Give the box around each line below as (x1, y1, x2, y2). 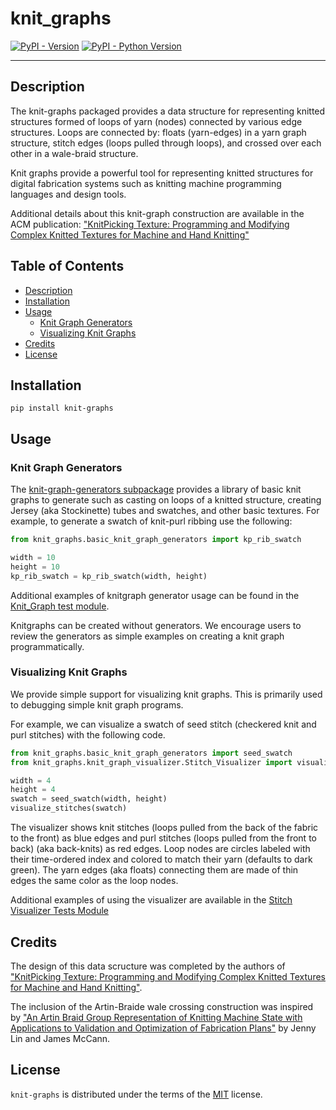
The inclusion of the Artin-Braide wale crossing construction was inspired (10, 1000, 314, 1012)
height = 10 (10, 562, 60, 572)
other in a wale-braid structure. (10, 147, 139, 159)
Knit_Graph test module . (10, 600, 110, 612)
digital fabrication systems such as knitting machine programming (10, 177, 282, 189)
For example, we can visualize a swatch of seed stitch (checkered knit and (10, 718, 317, 730)
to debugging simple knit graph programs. (10, 698, 184, 711)
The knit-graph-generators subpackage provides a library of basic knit (10, 483, 302, 496)
